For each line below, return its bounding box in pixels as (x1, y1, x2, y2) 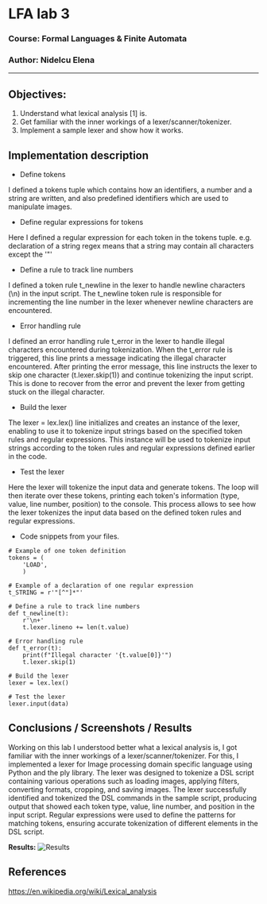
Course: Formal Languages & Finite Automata (8, 33, 188, 44)
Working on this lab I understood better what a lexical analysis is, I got (8, 742, 238, 751)
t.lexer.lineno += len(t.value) (22, 624, 130, 632)
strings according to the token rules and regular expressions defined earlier (8, 443, 256, 453)
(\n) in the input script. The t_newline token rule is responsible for (8, 289, 222, 299)
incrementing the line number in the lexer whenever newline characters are (8, 297, 254, 307)
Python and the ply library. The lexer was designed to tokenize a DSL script (8, 767, 254, 777)
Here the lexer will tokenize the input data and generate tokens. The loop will (8, 482, 259, 493)
